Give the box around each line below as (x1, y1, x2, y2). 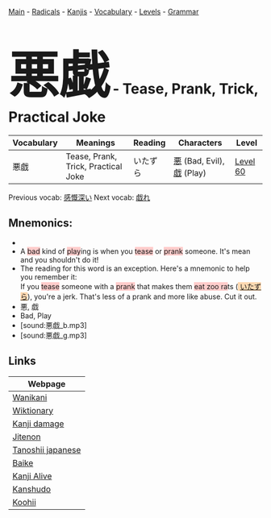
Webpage (27, 378, 66, 389)
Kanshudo (12, 483, 51, 495)
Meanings (76, 137, 115, 148)
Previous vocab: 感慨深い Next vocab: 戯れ (8, 193, 151, 202)
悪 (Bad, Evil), (173, 155, 225, 166)
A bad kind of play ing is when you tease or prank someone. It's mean (19, 246, 251, 256)
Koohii (12, 496, 36, 508)
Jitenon (12, 431, 41, 442)
